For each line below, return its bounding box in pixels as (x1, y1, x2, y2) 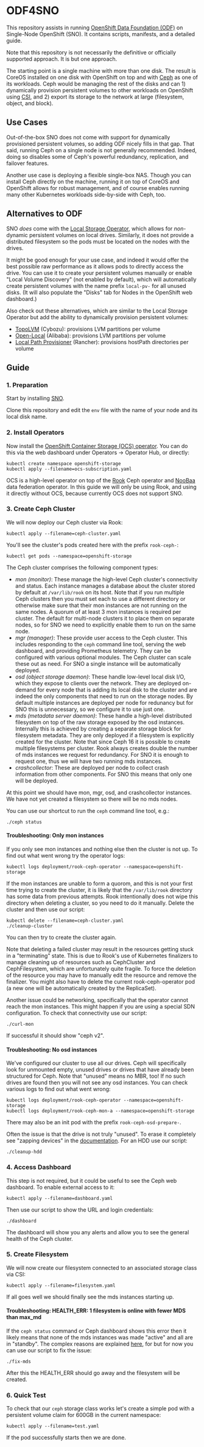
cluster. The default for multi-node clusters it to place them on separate (15, 614, 195, 622)
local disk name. (6, 413, 47, 421)
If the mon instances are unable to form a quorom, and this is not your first (6, 880, 193, 887)
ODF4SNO (6, 4, 60, 18)
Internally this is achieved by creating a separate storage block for (15, 725, 181, 732)
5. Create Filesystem (6, 1250, 69, 1259)
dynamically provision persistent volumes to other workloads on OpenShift (6, 86, 194, 94)
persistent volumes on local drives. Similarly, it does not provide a (29, 231, 194, 238)
